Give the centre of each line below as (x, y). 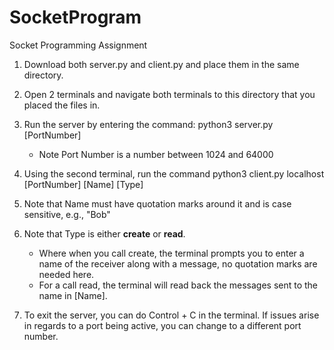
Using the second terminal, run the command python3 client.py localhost (174, 173)
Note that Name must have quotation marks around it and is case (157, 203)
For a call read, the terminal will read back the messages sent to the (178, 285)
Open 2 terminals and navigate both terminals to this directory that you (169, 94)
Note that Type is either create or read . (104, 233)
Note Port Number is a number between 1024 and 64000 (156, 154)
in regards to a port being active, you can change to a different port (162, 325)
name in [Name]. (73, 295)
